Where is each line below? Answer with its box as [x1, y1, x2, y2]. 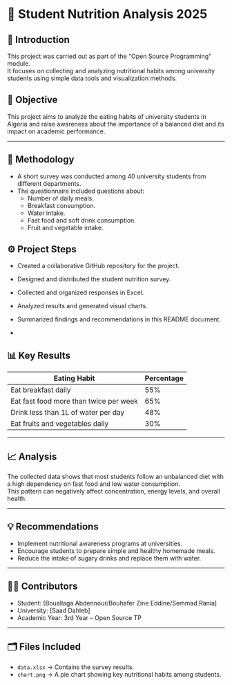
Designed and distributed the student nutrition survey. [17, 275, 171, 283]
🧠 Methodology [7, 153, 75, 165]
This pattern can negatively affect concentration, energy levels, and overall [7, 487, 221, 496]
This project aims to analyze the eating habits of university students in [7, 112, 207, 120]
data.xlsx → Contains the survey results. [17, 663, 135, 671]
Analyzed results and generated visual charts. [17, 302, 148, 310]
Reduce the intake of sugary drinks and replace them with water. [17, 554, 202, 562]
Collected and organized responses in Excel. [17, 288, 144, 297]
